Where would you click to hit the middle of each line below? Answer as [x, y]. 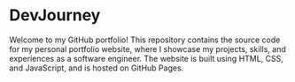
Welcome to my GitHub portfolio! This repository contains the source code [145, 40]
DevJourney [55, 15]
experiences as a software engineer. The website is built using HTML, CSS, [146, 58]
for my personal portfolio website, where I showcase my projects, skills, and [147, 48]
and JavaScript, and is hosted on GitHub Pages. [97, 68]
